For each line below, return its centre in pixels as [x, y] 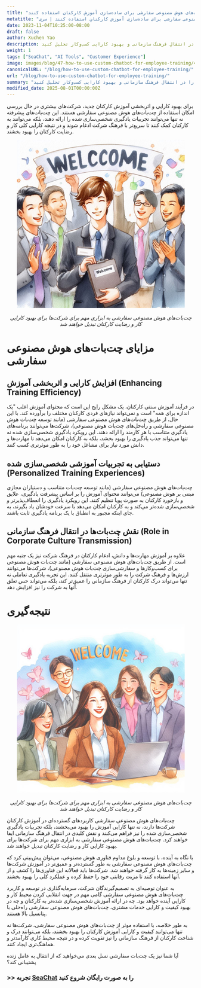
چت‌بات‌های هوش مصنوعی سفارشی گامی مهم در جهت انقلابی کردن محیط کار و [95, 894]
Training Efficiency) [44, 392]
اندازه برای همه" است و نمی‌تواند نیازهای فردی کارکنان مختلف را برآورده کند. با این [98, 413]
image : [15, 63]
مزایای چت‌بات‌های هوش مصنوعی [81, 348]
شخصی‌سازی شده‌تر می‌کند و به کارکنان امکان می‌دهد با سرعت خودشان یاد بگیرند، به [101, 506]
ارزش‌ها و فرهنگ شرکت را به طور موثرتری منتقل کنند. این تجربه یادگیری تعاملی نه [98, 574]
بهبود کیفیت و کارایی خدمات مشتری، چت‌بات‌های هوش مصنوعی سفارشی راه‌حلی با [99, 907]
